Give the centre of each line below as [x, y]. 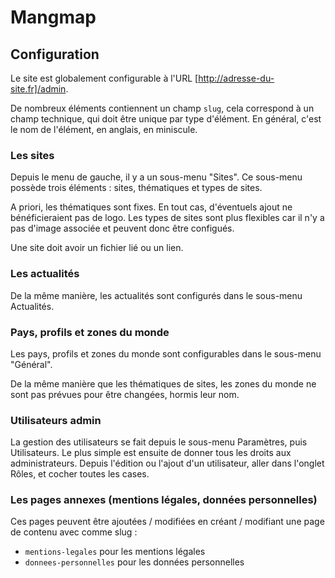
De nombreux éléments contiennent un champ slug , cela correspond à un [162, 108]
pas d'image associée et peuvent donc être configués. [122, 228]
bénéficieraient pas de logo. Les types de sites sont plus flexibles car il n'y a [167, 218]
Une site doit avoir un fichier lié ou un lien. [97, 248]
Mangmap [53, 17]
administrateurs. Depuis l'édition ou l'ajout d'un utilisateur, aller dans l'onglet [167, 463]
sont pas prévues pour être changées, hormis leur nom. [125, 394]
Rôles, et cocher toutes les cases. [80, 474]
